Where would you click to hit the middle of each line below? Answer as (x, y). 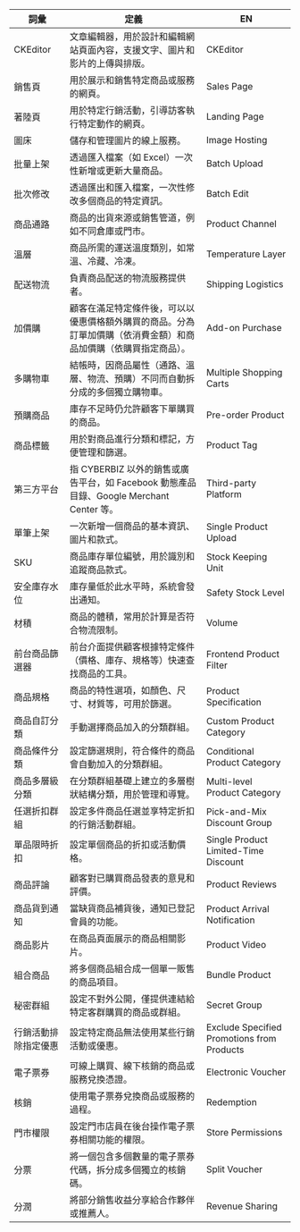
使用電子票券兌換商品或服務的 (132, 1096)
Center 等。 (94, 509)
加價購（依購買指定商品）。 (134, 348)
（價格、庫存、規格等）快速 (127, 660)
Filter (217, 665)
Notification (230, 920)
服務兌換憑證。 (100, 1079)
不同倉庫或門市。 (114, 231)
